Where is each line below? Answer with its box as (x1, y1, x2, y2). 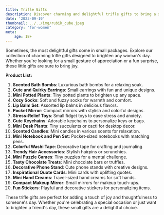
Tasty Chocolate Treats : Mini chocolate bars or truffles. (12, 159, 125, 165)
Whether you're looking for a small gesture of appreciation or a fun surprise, (5, 58, 159, 64)
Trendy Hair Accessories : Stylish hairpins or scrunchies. (12, 149, 127, 154)
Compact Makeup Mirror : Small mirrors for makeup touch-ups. (12, 180, 140, 185)
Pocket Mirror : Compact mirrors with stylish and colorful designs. (12, 107, 145, 113)
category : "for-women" (5, 25, 52, 30)
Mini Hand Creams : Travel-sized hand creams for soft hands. (12, 174, 136, 180)
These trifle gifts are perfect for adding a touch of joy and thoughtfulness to (5, 194, 157, 200)
